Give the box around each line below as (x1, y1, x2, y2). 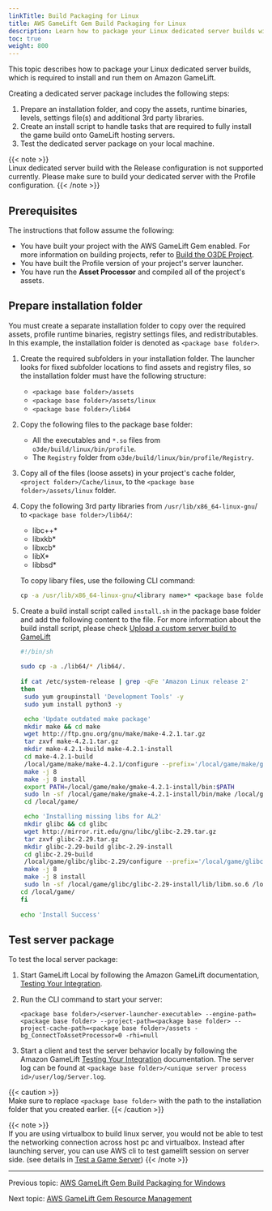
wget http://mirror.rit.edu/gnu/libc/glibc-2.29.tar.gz (23, 827, 217, 835)
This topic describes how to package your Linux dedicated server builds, (8, 64, 252, 74)
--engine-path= (205, 1011, 257, 1019)
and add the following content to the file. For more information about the (19, 614, 261, 625)
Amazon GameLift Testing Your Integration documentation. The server (19, 1054, 255, 1064)
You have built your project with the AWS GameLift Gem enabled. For (19, 241, 250, 251)
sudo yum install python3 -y (23, 700, 123, 708)
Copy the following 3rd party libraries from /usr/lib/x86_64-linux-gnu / (19, 500, 257, 511)
